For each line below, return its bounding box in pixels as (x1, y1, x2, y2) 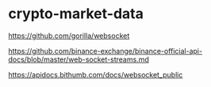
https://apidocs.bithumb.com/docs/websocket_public (8, 70, 183, 79)
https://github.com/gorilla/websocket (8, 31, 130, 40)
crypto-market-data (8, 5, 144, 23)
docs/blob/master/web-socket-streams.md (8, 55, 149, 64)
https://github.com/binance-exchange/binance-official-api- (8, 46, 203, 55)
